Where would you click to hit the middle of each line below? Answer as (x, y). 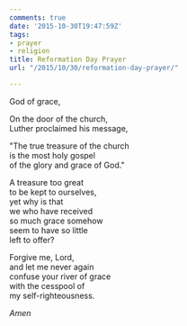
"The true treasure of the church (70, 146)
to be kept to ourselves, (53, 192)
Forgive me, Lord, (42, 257)
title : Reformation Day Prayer (68, 59)
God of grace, (35, 101)
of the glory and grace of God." (67, 165)
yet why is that (36, 201)
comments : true (38, 18)
